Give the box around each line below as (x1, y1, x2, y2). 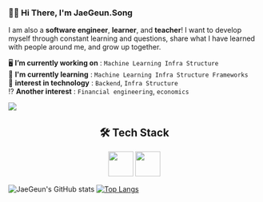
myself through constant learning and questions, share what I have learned (8, 34, 256, 43)
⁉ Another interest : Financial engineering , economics (8, 87, 189, 97)
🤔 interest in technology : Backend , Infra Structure (8, 78, 178, 88)
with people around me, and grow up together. (8, 42, 161, 52)
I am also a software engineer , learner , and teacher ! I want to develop (8, 26, 242, 35)
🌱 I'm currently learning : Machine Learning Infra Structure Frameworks (8, 69, 249, 79)
